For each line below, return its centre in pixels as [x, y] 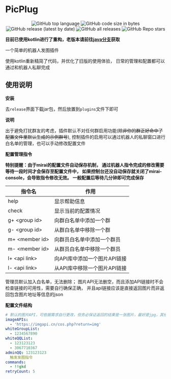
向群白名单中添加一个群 [82, 220]
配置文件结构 [19, 305]
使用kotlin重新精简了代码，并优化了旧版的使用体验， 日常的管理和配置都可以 [85, 61]
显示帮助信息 [69, 201]
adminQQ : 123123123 [26, 353]
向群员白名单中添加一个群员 [87, 239]
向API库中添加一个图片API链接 [91, 258]
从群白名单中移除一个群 [82, 230]
